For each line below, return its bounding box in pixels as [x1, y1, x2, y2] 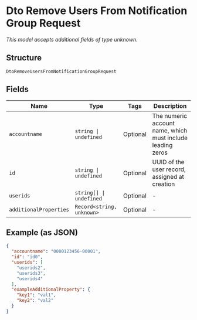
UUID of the [152, 158, 185, 166]
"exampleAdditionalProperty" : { [11, 287, 91, 292]
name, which [152, 126, 188, 134]
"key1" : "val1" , [16, 292, 57, 298]
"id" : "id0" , [11, 254, 43, 260]
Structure [6, 53, 42, 63]
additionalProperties [9, 206, 69, 213]
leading [152, 141, 173, 149]
